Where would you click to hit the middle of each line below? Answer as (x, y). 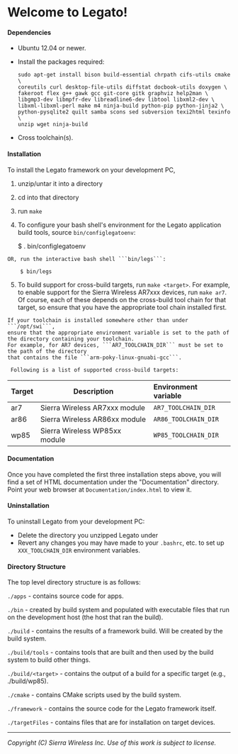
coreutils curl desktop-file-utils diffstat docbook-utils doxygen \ (123, 87)
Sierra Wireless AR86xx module (93, 419)
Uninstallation (28, 506)
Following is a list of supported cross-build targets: (95, 370)
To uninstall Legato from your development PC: (76, 521)
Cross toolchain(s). (45, 138)
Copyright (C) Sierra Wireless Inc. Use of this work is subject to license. (112, 743)
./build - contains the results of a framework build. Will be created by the (115, 631)
